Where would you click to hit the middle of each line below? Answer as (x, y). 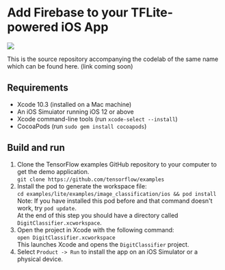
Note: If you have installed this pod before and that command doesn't (115, 201)
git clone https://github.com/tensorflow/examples (91, 180)
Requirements (38, 88)
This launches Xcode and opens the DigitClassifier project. (103, 244)
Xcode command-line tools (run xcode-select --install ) (97, 119)
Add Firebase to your (68, 13)
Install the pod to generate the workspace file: (82, 186)
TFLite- (152, 13)
